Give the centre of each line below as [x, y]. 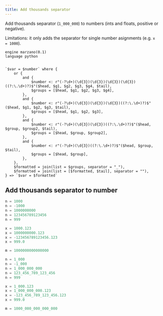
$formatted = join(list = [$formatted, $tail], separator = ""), [81, 171]
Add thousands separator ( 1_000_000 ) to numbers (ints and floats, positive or [82, 23]
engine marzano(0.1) [26, 52]
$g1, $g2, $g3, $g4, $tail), [82, 86]
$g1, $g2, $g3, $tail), [46, 107]
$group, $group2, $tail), [31, 129]
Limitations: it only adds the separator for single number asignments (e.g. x [80, 38]
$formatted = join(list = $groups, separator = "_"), [69, 167]
